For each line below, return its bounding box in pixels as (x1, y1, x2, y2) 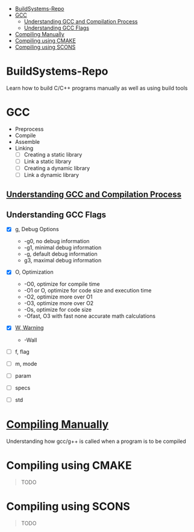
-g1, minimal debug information (23, 244, 102, 252)
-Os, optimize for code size (23, 306, 92, 314)
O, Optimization (14, 268, 54, 276)
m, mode (14, 360, 37, 367)
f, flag (14, 348, 30, 355)
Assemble (14, 138, 40, 145)
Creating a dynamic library (23, 165, 90, 172)
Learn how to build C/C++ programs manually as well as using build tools (6, 84, 188, 91)
